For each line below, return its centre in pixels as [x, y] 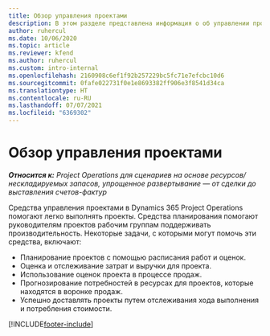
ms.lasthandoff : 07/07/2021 [55, 105]
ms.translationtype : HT [48, 90]
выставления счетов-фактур [57, 192]
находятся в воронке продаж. [71, 291]
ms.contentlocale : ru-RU [50, 98]
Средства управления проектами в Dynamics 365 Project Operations [126, 207]
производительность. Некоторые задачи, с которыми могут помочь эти [133, 233]
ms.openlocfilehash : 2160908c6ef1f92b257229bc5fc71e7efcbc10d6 [117, 76]
